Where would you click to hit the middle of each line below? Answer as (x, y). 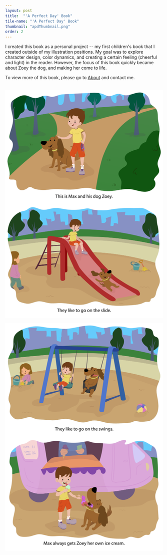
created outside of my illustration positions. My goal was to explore (74, 52)
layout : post (19, 11)
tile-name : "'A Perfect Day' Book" (42, 21)
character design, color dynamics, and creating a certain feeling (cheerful (81, 57)
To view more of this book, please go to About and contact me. (70, 78)
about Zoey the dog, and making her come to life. (56, 68)
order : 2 (14, 32)
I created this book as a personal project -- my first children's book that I (80, 47)
